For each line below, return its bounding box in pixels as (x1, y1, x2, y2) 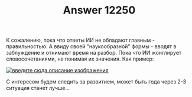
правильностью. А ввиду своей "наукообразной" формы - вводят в (6, 43, 177, 50)
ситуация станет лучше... (6, 85, 70, 92)
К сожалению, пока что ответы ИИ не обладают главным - (6, 36, 155, 44)
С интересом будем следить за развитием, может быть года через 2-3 (6, 78, 187, 85)
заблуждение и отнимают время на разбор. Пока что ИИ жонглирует (6, 49, 182, 56)
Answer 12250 (63, 4, 136, 17)
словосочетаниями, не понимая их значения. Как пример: (6, 55, 154, 62)
